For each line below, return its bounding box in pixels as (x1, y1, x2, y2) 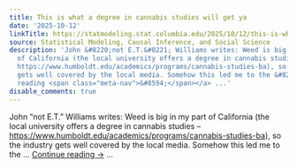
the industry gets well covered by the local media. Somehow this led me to (9, 139, 280, 150)
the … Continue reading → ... (9, 149, 113, 159)
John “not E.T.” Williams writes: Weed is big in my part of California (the (9, 111, 270, 122)
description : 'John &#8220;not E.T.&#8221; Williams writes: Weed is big (9, 46, 287, 55)
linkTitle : (9, 29, 49, 38)
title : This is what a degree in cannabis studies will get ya (9, 12, 247, 22)
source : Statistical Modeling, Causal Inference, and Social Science (9, 37, 271, 47)
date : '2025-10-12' (9, 21, 81, 30)
